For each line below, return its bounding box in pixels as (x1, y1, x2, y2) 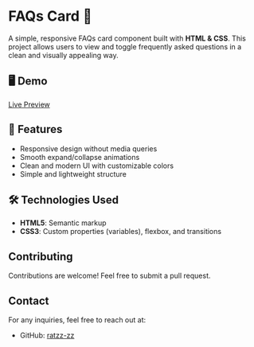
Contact (8, 294, 49, 307)
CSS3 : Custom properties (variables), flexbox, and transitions (19, 227, 221, 236)
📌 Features (8, 123, 63, 136)
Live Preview (8, 99, 50, 109)
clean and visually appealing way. (8, 50, 119, 60)
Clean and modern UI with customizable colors (19, 161, 174, 170)
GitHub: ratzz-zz (19, 330, 75, 340)
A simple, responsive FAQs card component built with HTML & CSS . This (8, 33, 247, 43)
